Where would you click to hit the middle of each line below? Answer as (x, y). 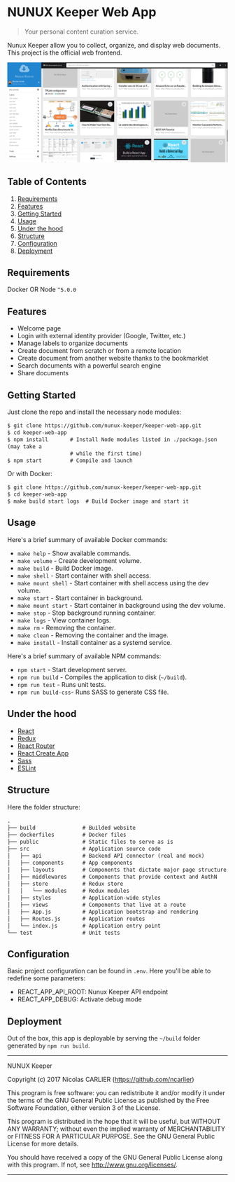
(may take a (24, 447)
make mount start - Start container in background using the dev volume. (121, 605)
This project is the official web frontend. (65, 53)
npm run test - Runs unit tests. (62, 684)
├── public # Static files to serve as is (90, 842)
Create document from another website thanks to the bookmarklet (113, 359)
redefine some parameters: (47, 978)
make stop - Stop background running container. (86, 613)
